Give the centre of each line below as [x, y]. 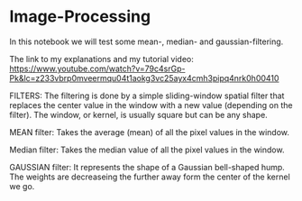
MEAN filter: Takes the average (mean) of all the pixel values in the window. [150, 132]
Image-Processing [80, 17]
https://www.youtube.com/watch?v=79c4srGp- [97, 69]
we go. [22, 186]
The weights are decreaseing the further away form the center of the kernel [150, 177]
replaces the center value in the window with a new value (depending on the [151, 105]
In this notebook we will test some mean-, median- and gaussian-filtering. [146, 41]
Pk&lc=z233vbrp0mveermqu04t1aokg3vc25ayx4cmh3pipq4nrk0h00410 [144, 78]
